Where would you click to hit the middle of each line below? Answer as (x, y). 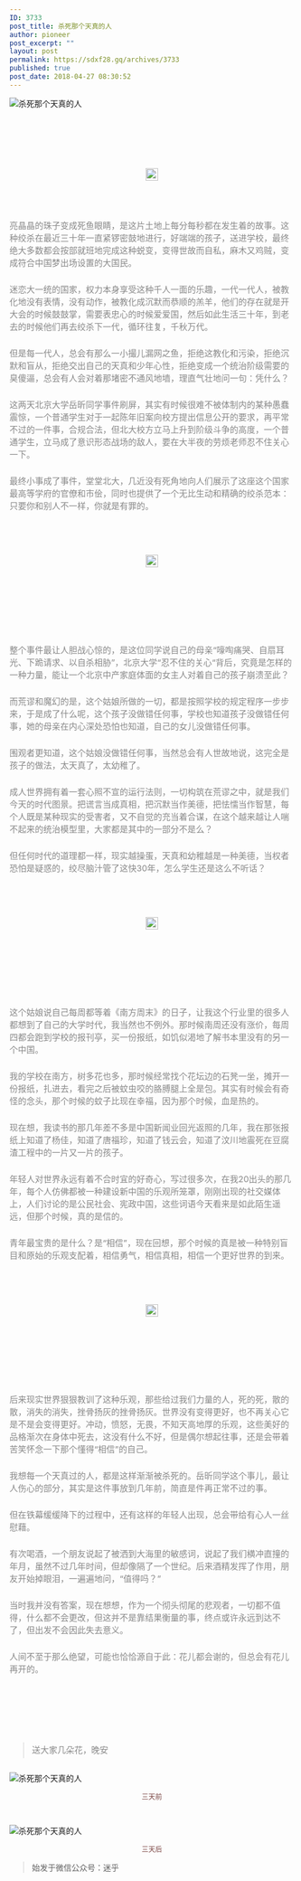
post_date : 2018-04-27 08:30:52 (70, 77)
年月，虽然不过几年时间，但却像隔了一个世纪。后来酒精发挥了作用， (146, 1567)
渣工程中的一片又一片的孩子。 (69, 1153)
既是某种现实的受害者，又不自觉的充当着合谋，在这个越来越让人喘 (158, 817)
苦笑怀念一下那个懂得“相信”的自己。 (81, 1450)
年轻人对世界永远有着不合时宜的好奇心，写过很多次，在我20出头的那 (146, 1179)
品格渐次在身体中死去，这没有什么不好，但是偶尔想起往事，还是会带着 (150, 1437)
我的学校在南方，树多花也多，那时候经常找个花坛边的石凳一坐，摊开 (146, 1077)
